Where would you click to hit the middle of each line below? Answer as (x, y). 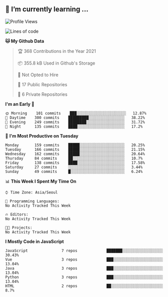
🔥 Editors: (17, 214)
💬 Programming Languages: (32, 201)
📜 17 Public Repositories (42, 84)
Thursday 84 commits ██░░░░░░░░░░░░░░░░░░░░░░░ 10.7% (74, 158)
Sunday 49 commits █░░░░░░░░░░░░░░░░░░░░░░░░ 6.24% (74, 171)
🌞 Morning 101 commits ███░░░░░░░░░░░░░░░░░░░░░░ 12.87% (76, 113)
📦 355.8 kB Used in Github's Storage (56, 63)
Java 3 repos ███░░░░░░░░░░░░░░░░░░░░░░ (84, 268)
